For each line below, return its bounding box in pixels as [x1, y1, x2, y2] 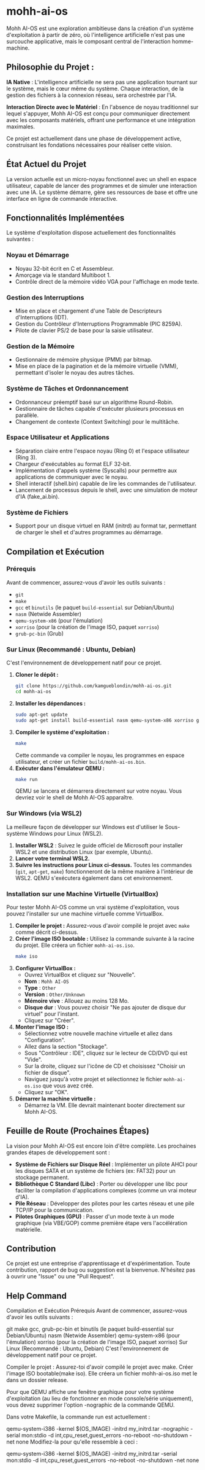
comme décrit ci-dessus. [15, 928, 78, 936]
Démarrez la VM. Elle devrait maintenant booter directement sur [24, 1101, 185, 1109]
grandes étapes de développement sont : [6, 1148, 110, 1156]
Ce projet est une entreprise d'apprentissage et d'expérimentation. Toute [6, 1260, 191, 1267]
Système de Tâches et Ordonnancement [6, 384, 129, 393]
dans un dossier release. [6, 1377, 69, 1384]
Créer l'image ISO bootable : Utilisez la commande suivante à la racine [15, 935, 195, 942]
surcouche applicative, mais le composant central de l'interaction [6, 37, 171, 45]
